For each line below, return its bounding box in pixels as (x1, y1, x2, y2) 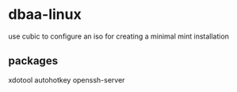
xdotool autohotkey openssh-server (8, 75, 125, 84)
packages (8, 54, 58, 68)
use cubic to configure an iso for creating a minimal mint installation (8, 31, 230, 41)
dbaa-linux (8, 6, 82, 24)
